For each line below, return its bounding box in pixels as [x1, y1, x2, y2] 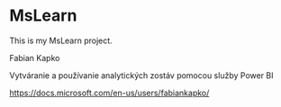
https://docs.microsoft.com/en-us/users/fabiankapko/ [9, 87, 210, 98]
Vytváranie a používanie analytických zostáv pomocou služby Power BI [9, 69, 274, 81]
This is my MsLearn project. [9, 35, 113, 46]
